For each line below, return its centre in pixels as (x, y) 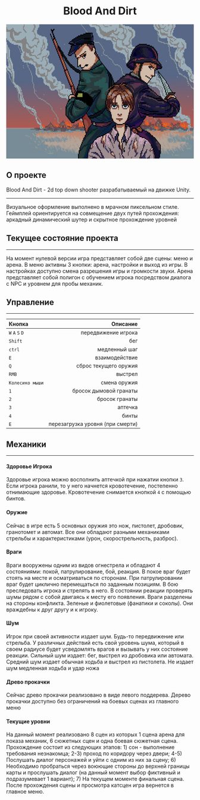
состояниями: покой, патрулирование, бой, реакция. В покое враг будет (99, 572)
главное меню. (25, 792)
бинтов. (16, 499)
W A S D (16, 333)
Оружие (17, 512)
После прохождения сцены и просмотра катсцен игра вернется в (90, 785)
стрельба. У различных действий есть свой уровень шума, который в (95, 643)
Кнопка (18, 324)
